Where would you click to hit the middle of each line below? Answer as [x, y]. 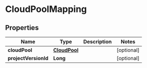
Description [97, 42]
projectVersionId [28, 58]
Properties [22, 28]
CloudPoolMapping [46, 9]
